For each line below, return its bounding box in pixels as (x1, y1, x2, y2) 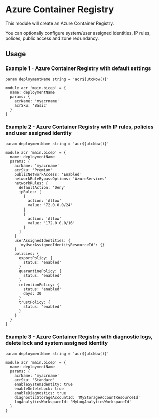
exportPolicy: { (18, 255, 53, 260)
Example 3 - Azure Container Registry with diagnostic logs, (5, 333, 153, 340)
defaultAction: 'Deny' (18, 185, 66, 190)
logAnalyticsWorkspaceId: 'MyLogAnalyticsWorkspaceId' (14, 399, 132, 405)
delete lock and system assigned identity (5, 339, 108, 346)
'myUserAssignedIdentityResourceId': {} (18, 242, 105, 247)
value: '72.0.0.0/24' (27, 202, 73, 207)
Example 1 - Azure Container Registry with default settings (5, 65, 151, 72)
